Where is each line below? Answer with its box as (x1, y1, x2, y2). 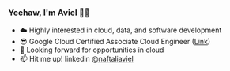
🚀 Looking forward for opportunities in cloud (19, 45, 164, 54)
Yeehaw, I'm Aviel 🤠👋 (8, 7, 90, 18)
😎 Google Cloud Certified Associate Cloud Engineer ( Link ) (19, 37, 211, 47)
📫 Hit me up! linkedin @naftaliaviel (19, 54, 134, 64)
